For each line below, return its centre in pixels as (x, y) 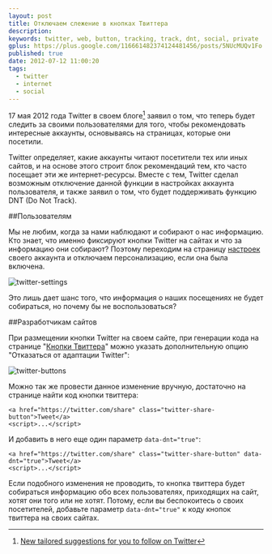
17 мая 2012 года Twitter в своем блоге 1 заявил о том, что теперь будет (132, 115)
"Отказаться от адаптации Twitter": (69, 355)
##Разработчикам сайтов (53, 322)
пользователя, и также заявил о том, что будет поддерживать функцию (133, 192)
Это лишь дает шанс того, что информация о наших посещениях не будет (136, 298)
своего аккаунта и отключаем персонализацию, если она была (118, 258)
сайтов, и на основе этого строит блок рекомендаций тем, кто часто (127, 166)
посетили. (26, 142)
